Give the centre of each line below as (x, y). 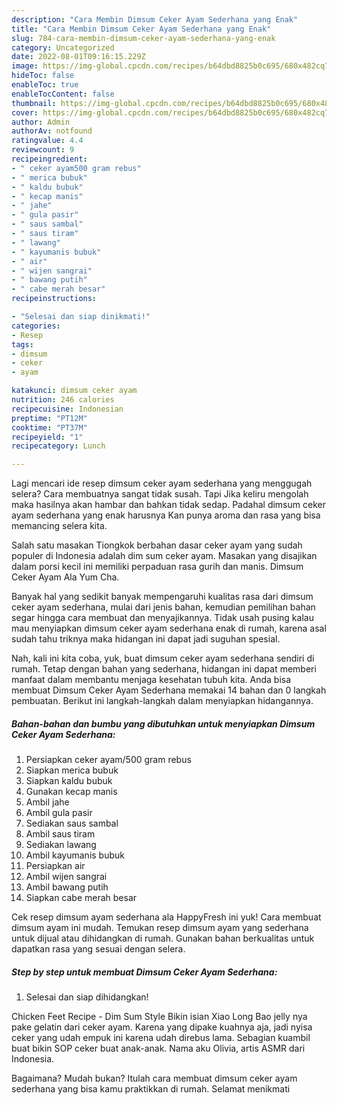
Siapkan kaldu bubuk (69, 781)
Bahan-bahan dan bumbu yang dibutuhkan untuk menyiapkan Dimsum (163, 723)
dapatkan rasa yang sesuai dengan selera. (98, 949)
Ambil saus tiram (60, 834)
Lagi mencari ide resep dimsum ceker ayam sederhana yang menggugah (162, 483)
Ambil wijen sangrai (66, 877)
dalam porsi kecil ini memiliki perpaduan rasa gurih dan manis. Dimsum (157, 567)
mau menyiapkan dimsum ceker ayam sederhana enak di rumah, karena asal (169, 628)
